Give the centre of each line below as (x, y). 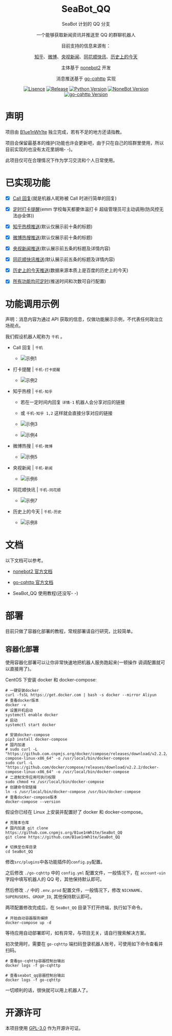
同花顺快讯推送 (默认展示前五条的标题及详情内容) (64, 259)
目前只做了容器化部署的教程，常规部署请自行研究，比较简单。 (70, 631)
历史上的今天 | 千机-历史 (37, 512)
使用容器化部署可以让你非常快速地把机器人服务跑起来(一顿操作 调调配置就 (83, 662)
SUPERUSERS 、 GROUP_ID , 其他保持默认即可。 (50, 897)
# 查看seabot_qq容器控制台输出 (35, 975)
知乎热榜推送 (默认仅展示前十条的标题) (52, 226)
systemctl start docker (31, 725)
